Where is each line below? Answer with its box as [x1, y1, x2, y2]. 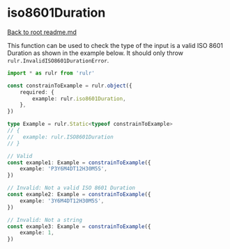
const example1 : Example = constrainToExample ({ [7, 159, 151, 166]
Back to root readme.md [7, 28, 77, 36]
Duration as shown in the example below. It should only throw [7, 49, 183, 57]
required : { [20, 88, 54, 95]
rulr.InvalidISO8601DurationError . [7, 56, 109, 64]
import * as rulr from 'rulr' [7, 70, 95, 77]
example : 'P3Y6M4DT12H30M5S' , [20, 166, 108, 172]
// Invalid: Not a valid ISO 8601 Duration [7, 184, 136, 192]
